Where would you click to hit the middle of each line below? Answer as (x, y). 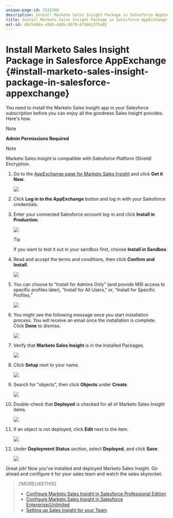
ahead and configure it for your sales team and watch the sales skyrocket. (84, 474)
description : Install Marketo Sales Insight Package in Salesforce (80, 15)
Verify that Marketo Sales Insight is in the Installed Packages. (79, 345)
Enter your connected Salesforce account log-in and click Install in (84, 214)
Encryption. (18, 164)
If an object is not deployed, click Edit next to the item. (71, 429)
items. (20, 410)
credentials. (26, 205)
